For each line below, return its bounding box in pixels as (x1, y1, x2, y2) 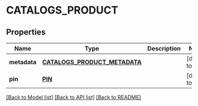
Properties (6, 27, 46, 37)
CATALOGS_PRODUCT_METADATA (42, 58, 142, 66)
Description (147, 45, 181, 52)
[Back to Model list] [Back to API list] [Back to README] (6, 94, 141, 101)
